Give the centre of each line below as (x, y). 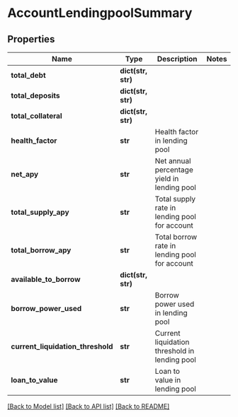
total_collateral (36, 116)
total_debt (28, 75)
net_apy (25, 174)
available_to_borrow (46, 279)
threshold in (175, 351)
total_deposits (35, 95)
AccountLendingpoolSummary (100, 13)
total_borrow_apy (41, 250)
